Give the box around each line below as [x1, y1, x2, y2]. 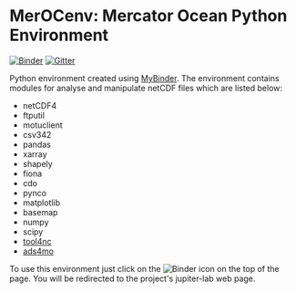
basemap [22, 206, 58, 217]
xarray [22, 148, 47, 160]
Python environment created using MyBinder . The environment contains [9, 72, 280, 83]
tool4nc [22, 235, 52, 246]
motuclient [22, 120, 64, 131]
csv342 [22, 129, 52, 140]
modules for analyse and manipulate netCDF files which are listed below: [9, 82, 283, 93]
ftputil [22, 110, 46, 120]
